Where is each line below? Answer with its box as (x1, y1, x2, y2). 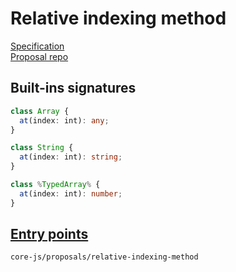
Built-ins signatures (10, 80, 137, 97)
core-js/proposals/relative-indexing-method (10, 252, 199, 262)
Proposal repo (10, 50, 69, 62)
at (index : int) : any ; (19, 115, 110, 126)
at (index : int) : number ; (19, 188, 123, 199)
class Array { (10, 106, 70, 116)
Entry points (10, 226, 89, 243)
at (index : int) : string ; (19, 152, 123, 162)
